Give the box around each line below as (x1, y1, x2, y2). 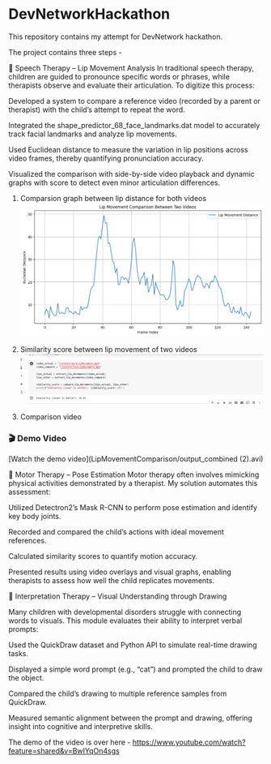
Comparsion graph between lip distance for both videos (19, 193, 207, 203)
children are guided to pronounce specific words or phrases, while (8, 71, 231, 81)
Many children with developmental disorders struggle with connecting (8, 607, 242, 617)
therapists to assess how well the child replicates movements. (8, 576, 215, 586)
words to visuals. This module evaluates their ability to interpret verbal (8, 616, 243, 625)
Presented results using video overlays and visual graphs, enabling (8, 567, 232, 577)
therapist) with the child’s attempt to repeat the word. (8, 105, 186, 114)
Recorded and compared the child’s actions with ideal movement (8, 527, 225, 537)
